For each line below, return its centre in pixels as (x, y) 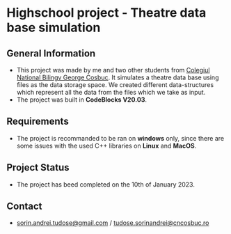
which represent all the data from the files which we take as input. (111, 92)
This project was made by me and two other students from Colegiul (113, 70)
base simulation (54, 28)
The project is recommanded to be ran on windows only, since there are (120, 138)
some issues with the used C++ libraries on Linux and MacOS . (106, 146)
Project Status (38, 167)
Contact (24, 206)
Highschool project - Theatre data (106, 13)
